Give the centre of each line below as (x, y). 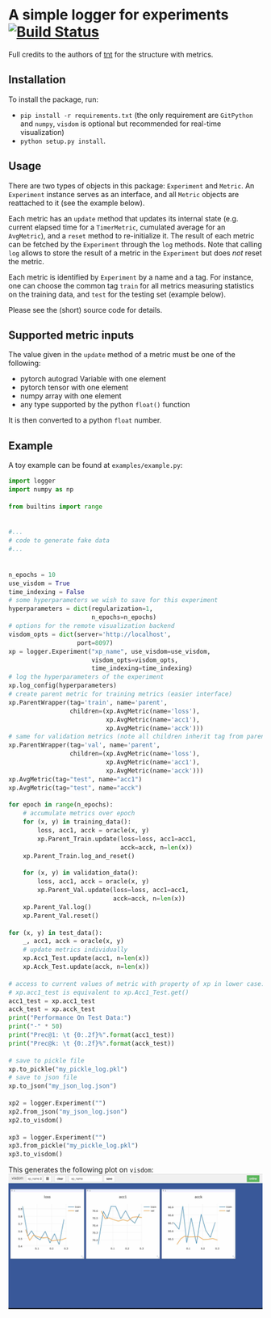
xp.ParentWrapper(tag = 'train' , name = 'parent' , (88, 702)
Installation (37, 80)
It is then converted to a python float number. (85, 420)
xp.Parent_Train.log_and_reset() (79, 856)
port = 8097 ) (95, 643)
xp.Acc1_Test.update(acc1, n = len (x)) (86, 958)
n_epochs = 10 (32, 575)
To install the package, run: (54, 99)
